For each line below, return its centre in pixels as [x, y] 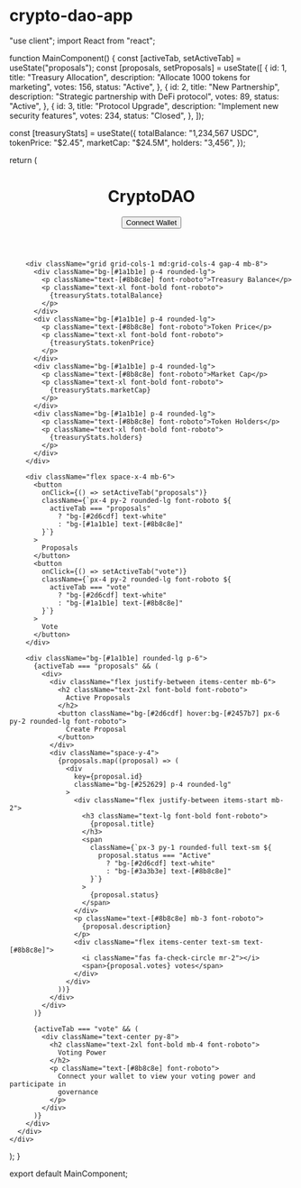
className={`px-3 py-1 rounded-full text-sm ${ [181, 847]
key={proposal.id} [108, 776]
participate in [38, 1084]
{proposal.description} [126, 926]
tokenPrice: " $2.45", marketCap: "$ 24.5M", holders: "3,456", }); [128, 142]
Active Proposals [98, 698]
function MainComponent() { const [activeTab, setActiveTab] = [125, 58]
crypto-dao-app [71, 16]
